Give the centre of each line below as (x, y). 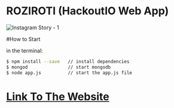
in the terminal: (25, 50)
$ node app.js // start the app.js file (69, 73)
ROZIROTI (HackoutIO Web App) (88, 11)
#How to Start (23, 39)
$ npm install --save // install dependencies (68, 61)
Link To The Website (58, 96)
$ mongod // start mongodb (59, 67)
